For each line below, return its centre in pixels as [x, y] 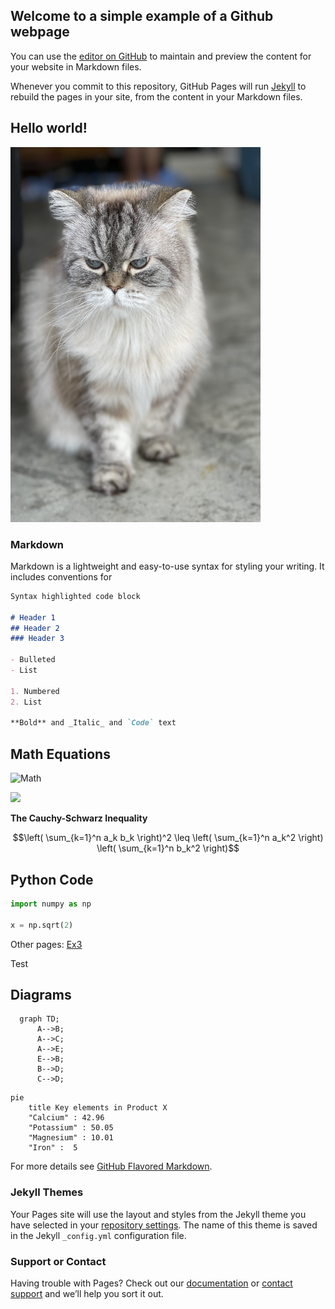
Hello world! [49, 128]
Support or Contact [58, 1261]
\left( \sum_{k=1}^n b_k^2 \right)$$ [168, 848]
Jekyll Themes [47, 1192]
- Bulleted [33, 660]
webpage [40, 32]
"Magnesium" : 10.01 [71, 1138]
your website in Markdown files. [76, 66]
